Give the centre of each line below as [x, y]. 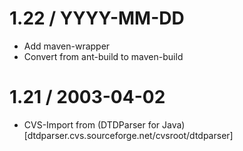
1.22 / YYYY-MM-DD [97, 18]
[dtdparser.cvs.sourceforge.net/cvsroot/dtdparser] [128, 135]
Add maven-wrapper [67, 46]
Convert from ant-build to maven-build [103, 56]
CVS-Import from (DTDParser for [92, 124]
